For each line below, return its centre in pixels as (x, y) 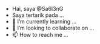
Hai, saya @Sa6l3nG (38, 9)
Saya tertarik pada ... (38, 15)
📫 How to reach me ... (40, 35)
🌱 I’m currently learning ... (44, 21)
